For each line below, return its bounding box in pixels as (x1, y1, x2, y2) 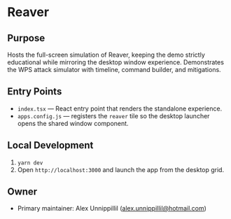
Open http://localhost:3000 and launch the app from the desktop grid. (17, 165, 225, 174)
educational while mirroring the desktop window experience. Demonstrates (7, 58, 224, 66)
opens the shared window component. (17, 119, 129, 127)
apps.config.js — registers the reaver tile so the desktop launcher (17, 111, 210, 120)
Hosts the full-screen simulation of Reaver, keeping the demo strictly (7, 50, 205, 59)
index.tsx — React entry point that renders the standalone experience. (17, 104, 223, 113)
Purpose (7, 32, 45, 44)
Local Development (7, 139, 94, 151)
